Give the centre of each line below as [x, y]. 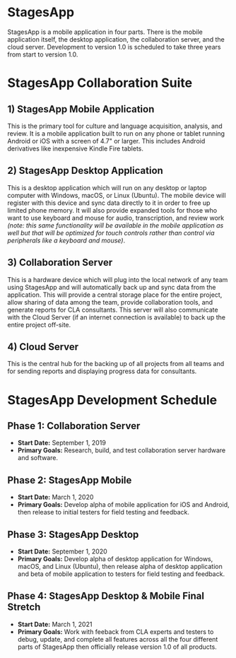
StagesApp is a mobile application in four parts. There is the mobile [105, 32]
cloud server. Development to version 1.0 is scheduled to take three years [114, 47]
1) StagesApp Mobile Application [81, 109]
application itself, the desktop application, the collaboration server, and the [116, 39]
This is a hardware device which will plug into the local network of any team [118, 279]
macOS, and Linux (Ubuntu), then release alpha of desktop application [120, 566]
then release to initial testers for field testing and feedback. [103, 512]
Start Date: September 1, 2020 [62, 551]
